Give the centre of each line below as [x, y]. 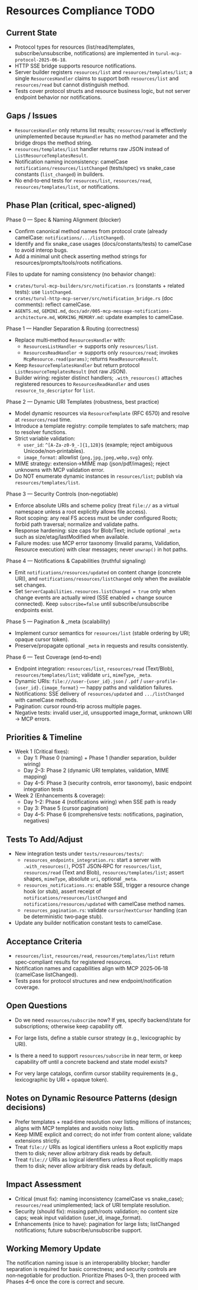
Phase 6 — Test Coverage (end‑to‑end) [54, 657]
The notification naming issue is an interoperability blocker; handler [88, 1263]
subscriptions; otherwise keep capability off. [69, 1026]
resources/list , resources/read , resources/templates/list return [95, 956]
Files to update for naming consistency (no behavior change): [81, 274]
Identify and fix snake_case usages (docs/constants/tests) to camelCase [103, 243]
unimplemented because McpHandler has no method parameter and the [101, 136]
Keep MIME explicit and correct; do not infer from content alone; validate [103, 1134]
